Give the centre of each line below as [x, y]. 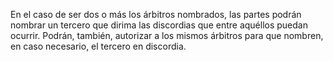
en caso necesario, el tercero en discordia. [98, 46]
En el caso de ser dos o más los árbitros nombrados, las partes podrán [156, 14]
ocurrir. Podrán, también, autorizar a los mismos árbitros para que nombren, [167, 35]
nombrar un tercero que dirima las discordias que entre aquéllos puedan [159, 25]
